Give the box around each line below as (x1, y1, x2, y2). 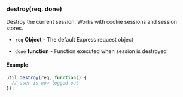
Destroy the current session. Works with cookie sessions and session (6, 18, 178, 26)
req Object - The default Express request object (14, 36, 133, 43)
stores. (6, 24, 23, 32)
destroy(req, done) (6, 5, 62, 13)
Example (6, 61, 29, 68)
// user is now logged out (11, 80, 79, 86)
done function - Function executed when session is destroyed (14, 48, 167, 55)
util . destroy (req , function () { (6, 74, 87, 80)
